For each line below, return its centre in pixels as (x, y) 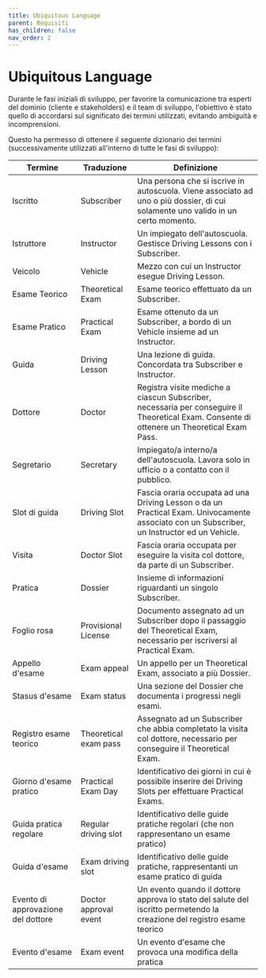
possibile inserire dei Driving (190, 781)
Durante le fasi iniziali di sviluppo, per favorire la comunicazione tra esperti (130, 99)
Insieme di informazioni (180, 578)
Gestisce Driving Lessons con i (195, 244)
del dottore (32, 919)
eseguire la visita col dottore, (191, 555)
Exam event (102, 952)
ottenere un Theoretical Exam (192, 427)
